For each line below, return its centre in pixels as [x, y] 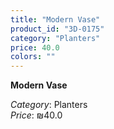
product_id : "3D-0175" [57, 29]
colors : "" [33, 57]
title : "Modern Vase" [55, 19]
